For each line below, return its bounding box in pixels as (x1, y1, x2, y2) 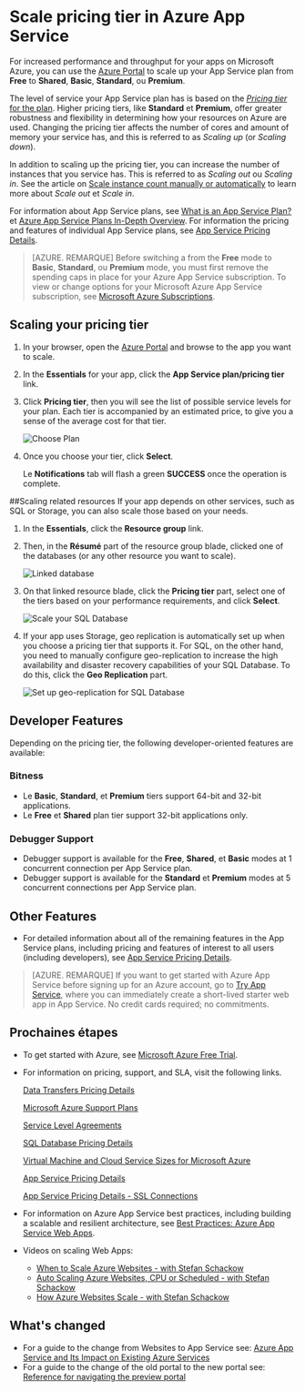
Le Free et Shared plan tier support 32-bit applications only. (22, 809, 249, 820)
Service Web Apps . (22, 1227, 96, 1238)
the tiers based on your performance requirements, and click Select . (22, 594, 280, 606)
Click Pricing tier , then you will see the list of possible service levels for (22, 396, 291, 407)
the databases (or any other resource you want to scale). (22, 550, 237, 561)
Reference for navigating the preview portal (22, 1371, 187, 1382)
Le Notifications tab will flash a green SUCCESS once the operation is (22, 468, 287, 479)
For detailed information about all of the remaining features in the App (22, 932, 285, 943)
